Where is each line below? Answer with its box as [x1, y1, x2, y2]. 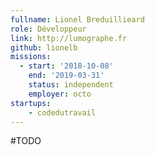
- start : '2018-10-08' [19, 61, 114, 71]
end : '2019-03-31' [28, 71, 105, 81]
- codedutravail [28, 107, 97, 118]
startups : [10, 98, 52, 108]
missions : [10, 52, 52, 62]
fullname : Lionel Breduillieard [10, 14, 145, 25]
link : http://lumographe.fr [10, 33, 128, 43]
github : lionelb [10, 42, 78, 53]
